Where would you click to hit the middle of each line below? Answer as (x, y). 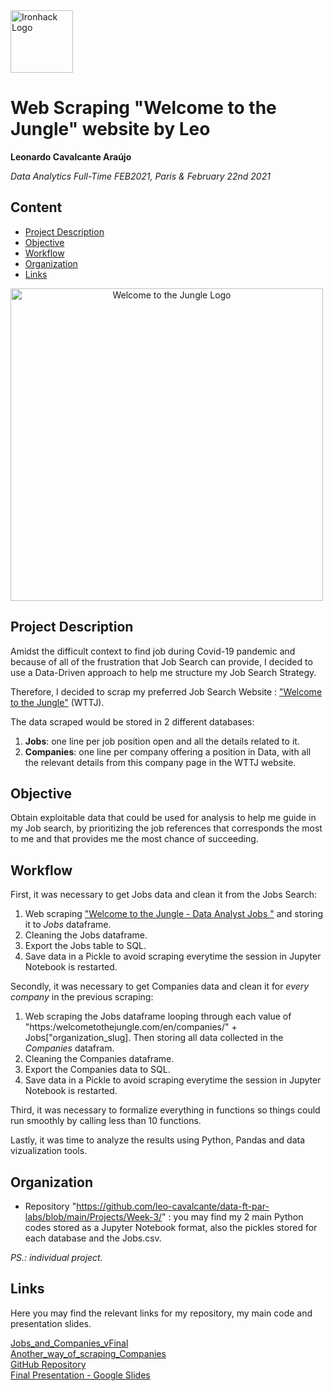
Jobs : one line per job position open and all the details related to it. (162, 741)
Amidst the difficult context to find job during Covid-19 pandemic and (153, 651)
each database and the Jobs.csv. (93, 1238)
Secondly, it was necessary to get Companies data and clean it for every (160, 986)
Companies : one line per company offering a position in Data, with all (168, 751)
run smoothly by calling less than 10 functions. (106, 1121)
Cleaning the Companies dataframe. (99, 1059)
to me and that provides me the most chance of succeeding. (134, 839)
